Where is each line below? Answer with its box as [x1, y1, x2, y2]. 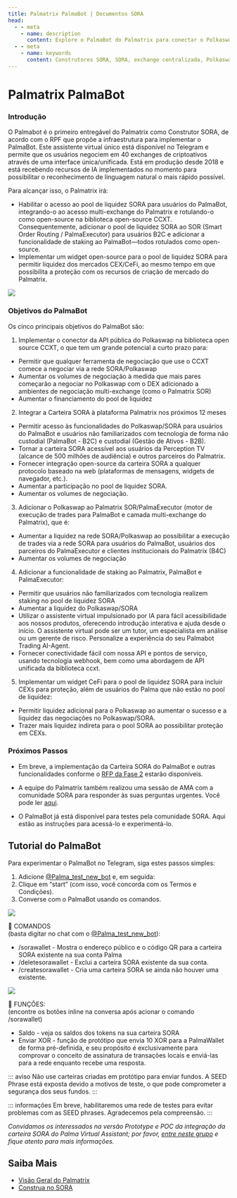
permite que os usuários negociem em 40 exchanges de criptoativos [8, 150, 207, 159]
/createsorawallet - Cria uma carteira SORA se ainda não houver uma [18, 965, 219, 974]
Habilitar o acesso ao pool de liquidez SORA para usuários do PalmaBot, [18, 200, 228, 209]
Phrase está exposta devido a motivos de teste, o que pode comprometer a [8, 1079, 226, 1088]
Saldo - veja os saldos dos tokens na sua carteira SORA [18, 1028, 180, 1037]
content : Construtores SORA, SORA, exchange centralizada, [26, 56, 203, 63]
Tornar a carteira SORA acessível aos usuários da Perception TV [18, 444, 205, 452]
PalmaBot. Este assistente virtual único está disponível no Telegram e [8, 143, 210, 152]
